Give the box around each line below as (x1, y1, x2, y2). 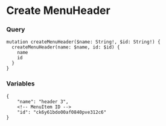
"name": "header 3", (17, 98, 69, 105)
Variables (6, 79, 35, 88)
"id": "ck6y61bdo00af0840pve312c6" (17, 109, 107, 115)
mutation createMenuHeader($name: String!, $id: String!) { (6, 39, 161, 45)
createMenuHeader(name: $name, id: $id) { (11, 44, 120, 50)
